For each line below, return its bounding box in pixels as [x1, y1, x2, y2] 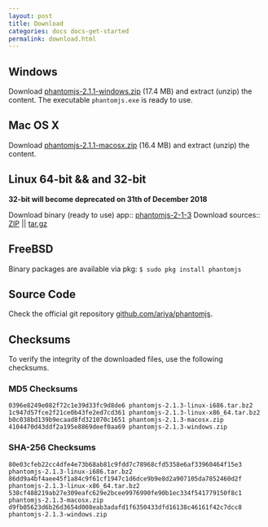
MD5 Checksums [8, 384, 78, 395]
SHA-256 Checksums [8, 441, 96, 453]
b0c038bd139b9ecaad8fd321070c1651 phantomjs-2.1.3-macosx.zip [8, 416, 224, 424]
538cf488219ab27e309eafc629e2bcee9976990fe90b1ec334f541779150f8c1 [8, 489, 243, 497]
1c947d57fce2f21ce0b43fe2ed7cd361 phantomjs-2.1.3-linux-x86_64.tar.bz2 [8, 409, 261, 417]
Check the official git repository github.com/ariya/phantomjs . [8, 309, 213, 318]
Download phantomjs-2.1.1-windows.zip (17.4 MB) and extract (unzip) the [8, 86, 253, 96]
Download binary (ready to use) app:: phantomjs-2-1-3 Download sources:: [8, 209, 261, 220]
